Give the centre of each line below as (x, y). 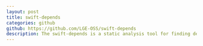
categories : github (31, 23)
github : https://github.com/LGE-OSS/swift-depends (71, 28)
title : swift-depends (34, 17)
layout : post (23, 12)
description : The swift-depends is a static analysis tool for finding (98, 34)
